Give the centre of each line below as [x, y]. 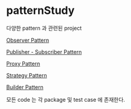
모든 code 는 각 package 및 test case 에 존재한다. [66, 99]
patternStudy [40, 11]
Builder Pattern [25, 87]
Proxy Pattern [23, 64]
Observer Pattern [28, 40]
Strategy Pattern [27, 75]
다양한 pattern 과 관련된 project [44, 28]
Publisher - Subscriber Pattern [44, 51]
